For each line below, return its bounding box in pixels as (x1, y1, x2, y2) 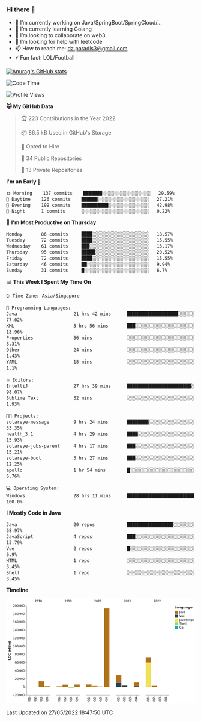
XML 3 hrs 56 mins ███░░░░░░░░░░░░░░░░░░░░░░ (6, 323, 195, 329)
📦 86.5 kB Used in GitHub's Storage (20, 129, 112, 136)
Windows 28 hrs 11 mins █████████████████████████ (6, 493, 195, 499)
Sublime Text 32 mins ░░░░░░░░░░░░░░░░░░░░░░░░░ (6, 395, 195, 402)
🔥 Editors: (6, 377, 34, 384)
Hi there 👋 (6, 5, 36, 14)
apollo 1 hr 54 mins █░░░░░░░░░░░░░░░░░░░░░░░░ (6, 467, 195, 474)
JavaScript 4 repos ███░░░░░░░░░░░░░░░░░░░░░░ (6, 534, 195, 540)
